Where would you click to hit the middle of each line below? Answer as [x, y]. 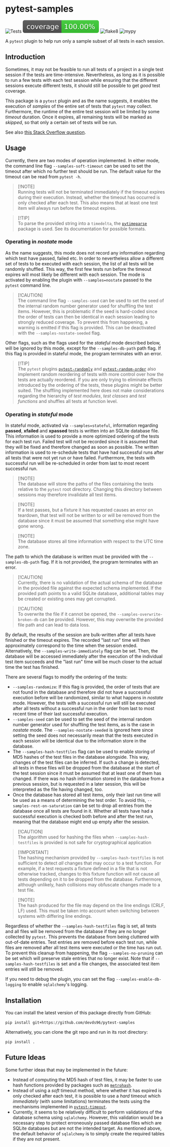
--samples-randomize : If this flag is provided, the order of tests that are [86, 687]
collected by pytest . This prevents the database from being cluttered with [82, 937]
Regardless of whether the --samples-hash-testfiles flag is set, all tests [81, 926]
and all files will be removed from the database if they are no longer [76, 932]
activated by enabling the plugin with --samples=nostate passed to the [79, 280]
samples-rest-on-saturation [42, 806]
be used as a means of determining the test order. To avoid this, [79, 800]
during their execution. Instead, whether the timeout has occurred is [89, 197]
